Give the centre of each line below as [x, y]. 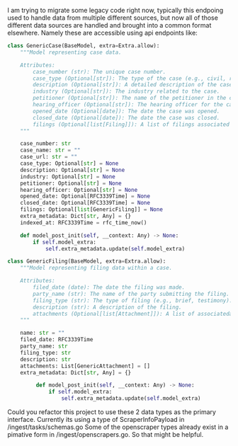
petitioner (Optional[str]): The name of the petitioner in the [130, 98]
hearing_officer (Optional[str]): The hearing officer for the [128, 105]
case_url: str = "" [49, 157]
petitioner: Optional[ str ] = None [71, 183]
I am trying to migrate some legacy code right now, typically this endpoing [115, 10]
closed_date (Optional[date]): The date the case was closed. [126, 118]
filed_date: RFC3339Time [57, 340]
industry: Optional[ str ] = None [68, 176]
